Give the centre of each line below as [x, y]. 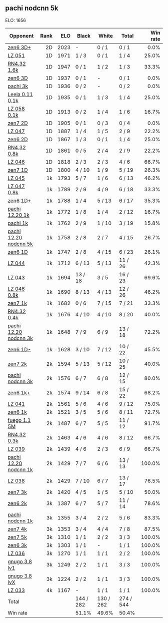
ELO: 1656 [15, 20]
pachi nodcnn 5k [32, 8]
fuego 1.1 [19, 420]
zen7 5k [17, 537]
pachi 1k [18, 223]
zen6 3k [17, 545]
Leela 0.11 [20, 94]
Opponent [21, 36]
